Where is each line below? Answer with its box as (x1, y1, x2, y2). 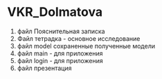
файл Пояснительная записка (17, 27, 105, 35)
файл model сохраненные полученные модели (17, 42, 156, 50)
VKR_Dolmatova (7, 4, 102, 20)
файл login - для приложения (17, 56, 104, 64)
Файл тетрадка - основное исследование (17, 34, 141, 42)
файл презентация (17, 64, 72, 72)
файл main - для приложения (17, 49, 103, 58)
